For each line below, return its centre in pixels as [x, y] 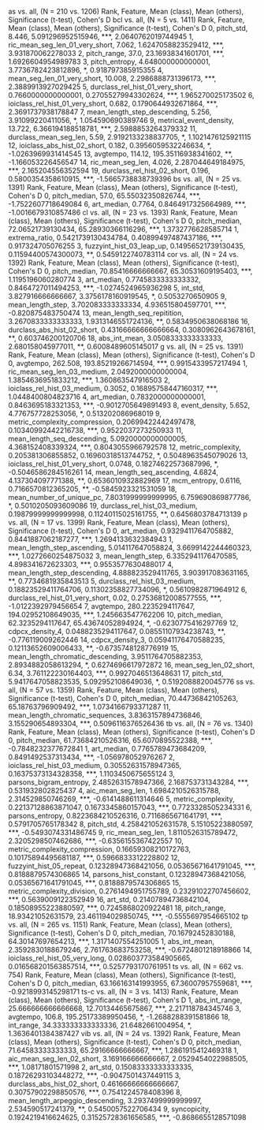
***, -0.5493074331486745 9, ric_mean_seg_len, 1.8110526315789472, [123, 832]
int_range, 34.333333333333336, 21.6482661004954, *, [100, 1025]
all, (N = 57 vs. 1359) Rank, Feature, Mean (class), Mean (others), [114, 690]
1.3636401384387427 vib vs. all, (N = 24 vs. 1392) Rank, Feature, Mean [125, 1033]
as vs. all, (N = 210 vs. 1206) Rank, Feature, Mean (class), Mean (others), [126, 11]
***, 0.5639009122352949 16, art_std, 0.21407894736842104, [110, 899]
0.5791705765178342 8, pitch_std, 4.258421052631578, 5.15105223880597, [131, 824]
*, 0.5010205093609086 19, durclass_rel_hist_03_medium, [103, 505]
